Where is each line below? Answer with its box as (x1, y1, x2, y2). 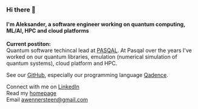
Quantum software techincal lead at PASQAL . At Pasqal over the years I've (6, 47, 193, 54)
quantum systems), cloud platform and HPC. (6, 60, 117, 67)
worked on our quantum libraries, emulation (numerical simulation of (6, 53, 177, 61)
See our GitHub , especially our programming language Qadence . (6, 71, 168, 79)
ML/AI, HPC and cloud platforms (6, 27, 89, 34)
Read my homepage (6, 90, 56, 97)
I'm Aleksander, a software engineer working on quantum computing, (6, 21, 185, 28)
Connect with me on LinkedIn (6, 83, 80, 90)
